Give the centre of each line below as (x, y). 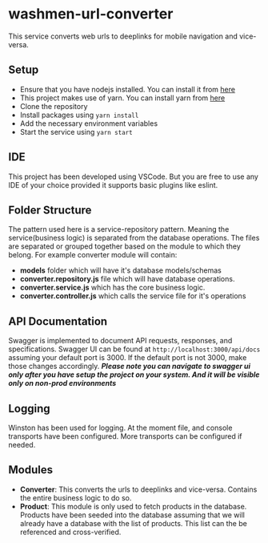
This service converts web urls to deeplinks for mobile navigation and (123, 36)
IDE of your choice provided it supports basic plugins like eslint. (113, 184)
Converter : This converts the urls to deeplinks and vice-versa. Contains (138, 489)
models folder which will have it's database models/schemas (120, 270)
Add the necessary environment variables (89, 123)
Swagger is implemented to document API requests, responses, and (120, 341)
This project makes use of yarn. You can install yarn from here (122, 98)
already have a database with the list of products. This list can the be (134, 523)
